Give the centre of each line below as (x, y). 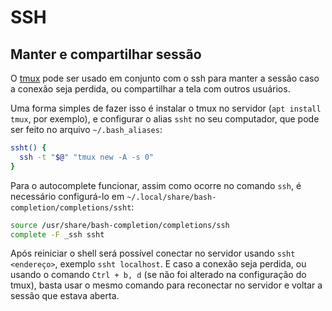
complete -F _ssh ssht (57, 234)
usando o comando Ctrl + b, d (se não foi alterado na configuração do (158, 275)
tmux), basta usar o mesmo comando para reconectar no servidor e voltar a (166, 285)
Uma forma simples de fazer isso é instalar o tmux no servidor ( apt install (166, 108)
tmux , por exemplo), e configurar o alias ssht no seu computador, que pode (165, 119)
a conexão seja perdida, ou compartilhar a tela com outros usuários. (150, 89)
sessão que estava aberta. (65, 296)
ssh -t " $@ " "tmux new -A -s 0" (87, 157)
